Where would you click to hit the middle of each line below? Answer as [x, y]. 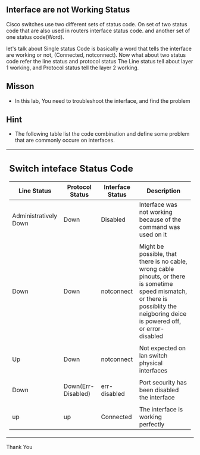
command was [160, 227]
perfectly [152, 424]
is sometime [156, 283]
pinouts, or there [162, 276]
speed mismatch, [163, 291]
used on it [153, 234]
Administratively [35, 216]
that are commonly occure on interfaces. [65, 141]
